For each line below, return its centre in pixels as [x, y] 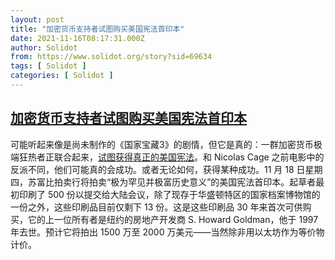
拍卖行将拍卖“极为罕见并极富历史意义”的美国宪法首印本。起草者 [185, 182]
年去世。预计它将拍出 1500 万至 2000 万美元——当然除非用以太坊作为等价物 [167, 232]
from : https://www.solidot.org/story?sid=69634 [111, 57]
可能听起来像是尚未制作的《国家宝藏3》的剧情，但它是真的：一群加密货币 [162, 144]
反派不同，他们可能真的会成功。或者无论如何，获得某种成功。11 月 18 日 [158, 169]
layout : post [37, 19]
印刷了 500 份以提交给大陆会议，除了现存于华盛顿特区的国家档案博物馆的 [169, 194]
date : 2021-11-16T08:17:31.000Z [77, 38]
